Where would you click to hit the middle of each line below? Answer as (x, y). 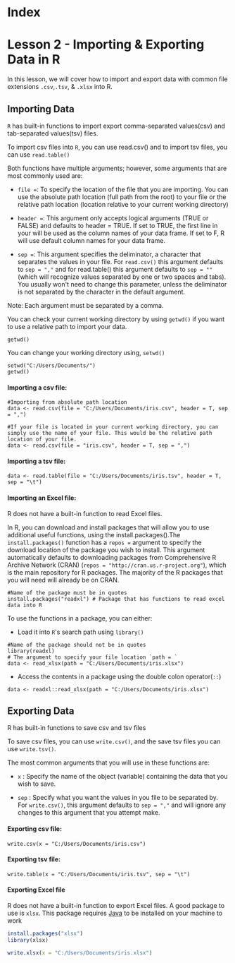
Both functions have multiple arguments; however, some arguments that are (117, 168)
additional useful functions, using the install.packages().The (94, 534)
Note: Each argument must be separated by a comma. (85, 305)
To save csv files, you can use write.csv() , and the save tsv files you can (114, 741)
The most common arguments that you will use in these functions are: (108, 762)
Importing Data (41, 109)
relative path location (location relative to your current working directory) (123, 204)
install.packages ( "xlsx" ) (45, 933)
